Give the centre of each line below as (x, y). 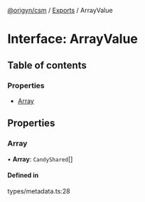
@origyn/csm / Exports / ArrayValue (60, 10)
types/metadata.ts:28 (39, 191)
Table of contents (47, 65)
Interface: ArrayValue (73, 39)
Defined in (23, 175)
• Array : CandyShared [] (40, 159)
